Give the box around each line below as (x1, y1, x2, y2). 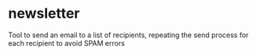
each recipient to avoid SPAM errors (8, 38, 126, 47)
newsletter (8, 5, 80, 22)
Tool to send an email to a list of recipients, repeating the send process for (8, 30, 249, 40)
